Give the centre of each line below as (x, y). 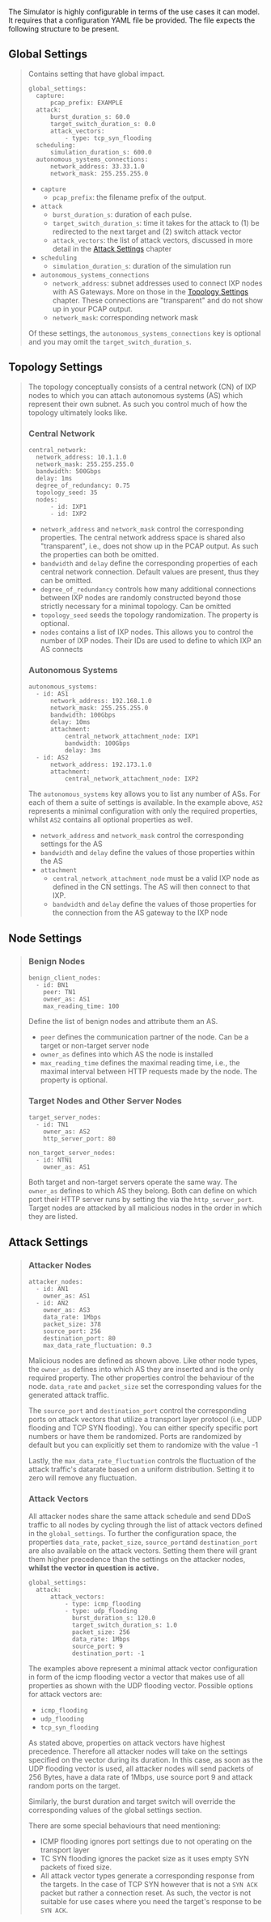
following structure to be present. (64, 29)
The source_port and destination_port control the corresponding (137, 1410)
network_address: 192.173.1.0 (101, 765)
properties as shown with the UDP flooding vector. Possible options (140, 1686)
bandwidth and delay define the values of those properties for (154, 904)
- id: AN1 (52, 1289)
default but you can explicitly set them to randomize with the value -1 (143, 1445)
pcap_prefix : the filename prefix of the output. (129, 197)
